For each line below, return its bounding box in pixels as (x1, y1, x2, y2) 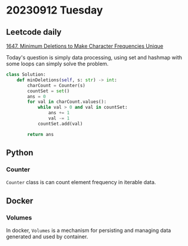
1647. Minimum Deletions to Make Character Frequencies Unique (6, 42, 164, 49)
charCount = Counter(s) (27, 82, 85, 88)
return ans (27, 131, 54, 137)
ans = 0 (27, 94, 46, 99)
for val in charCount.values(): (27, 99, 107, 105)
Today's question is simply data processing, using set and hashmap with (6, 54, 183, 61)
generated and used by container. (6, 233, 88, 240)
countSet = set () (27, 88, 70, 94)
